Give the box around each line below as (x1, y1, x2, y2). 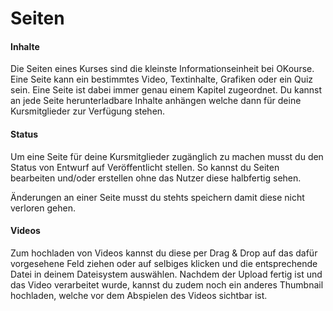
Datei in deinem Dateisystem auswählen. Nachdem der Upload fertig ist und (10, 268, 323, 280)
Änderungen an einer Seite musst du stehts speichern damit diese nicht (10, 191, 305, 203)
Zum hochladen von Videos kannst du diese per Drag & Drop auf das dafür (10, 247, 318, 259)
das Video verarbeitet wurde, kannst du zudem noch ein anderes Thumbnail (10, 278, 324, 291)
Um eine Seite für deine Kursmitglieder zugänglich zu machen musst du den (10, 150, 324, 162)
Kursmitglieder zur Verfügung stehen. (10, 105, 166, 117)
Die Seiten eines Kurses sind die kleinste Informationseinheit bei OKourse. (10, 63, 315, 75)
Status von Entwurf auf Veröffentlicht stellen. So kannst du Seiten (10, 161, 280, 173)
